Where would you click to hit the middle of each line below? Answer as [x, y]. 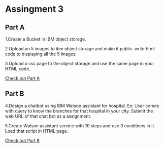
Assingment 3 [34, 9]
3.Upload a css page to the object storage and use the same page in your [80, 63]
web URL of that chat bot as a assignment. [48, 116]
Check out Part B [22, 140]
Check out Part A [22, 78]
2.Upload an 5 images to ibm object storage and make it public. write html [80, 49]
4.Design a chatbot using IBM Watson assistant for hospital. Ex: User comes [82, 106]
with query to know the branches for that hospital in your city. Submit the [79, 111]
